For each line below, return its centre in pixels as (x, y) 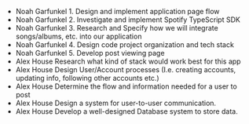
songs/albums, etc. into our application (79, 36)
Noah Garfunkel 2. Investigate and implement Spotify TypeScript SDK (128, 20)
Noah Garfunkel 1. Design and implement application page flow (117, 11)
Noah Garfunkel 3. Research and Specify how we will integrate (117, 28)
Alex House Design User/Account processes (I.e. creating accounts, (126, 69)
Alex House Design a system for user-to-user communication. (116, 103)
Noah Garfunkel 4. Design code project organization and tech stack (124, 45)
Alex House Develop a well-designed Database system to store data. (126, 111)
